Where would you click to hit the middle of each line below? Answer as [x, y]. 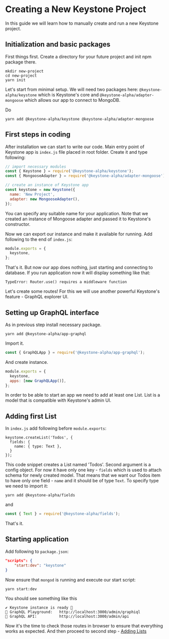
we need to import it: [27, 486]
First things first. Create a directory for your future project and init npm [78, 56]
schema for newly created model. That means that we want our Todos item [83, 475]
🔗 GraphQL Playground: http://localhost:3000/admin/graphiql [73, 612]
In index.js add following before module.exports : [56, 428]
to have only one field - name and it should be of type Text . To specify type [82, 481]
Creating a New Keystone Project [76, 9]
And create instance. [27, 362]
